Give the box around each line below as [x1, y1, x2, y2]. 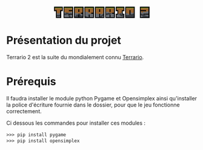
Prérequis [6, 75, 56, 88]
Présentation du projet [6, 34, 121, 47]
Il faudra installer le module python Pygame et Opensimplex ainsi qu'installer [6, 95, 198, 102]
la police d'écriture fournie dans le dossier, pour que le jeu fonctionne [6, 101, 180, 108]
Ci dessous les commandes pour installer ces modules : [6, 119, 146, 126]
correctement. [6, 108, 42, 115]
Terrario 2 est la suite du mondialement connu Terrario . [6, 54, 144, 61]
